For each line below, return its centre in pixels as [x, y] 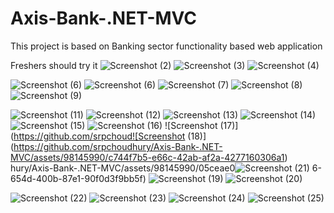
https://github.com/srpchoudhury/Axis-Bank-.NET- [118, 146]
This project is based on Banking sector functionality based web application [166, 46]
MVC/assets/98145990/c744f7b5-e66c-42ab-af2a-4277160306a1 [147, 157]
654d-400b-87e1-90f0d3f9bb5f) [78, 178]
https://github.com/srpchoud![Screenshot [99, 136]
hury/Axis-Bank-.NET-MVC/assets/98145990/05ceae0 [123, 168]
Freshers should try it [54, 65]
